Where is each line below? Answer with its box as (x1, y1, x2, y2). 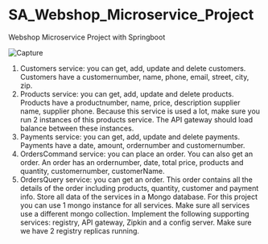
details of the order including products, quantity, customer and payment (19, 183, 259, 192)
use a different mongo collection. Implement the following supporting (19, 209, 249, 218)
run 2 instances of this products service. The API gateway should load (19, 114, 254, 124)
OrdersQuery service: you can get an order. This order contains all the (19, 175, 254, 184)
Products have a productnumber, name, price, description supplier (19, 97, 241, 107)
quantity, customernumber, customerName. (19, 166, 165, 176)
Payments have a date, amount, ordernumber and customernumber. (19, 140, 245, 150)
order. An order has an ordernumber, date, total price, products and (19, 157, 244, 167)
